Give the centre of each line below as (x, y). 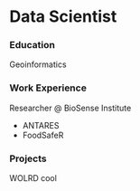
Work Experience (48, 88)
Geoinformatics (38, 64)
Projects (28, 158)
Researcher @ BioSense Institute (70, 108)
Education (33, 45)
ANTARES (41, 125)
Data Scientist (63, 17)
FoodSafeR (43, 135)
